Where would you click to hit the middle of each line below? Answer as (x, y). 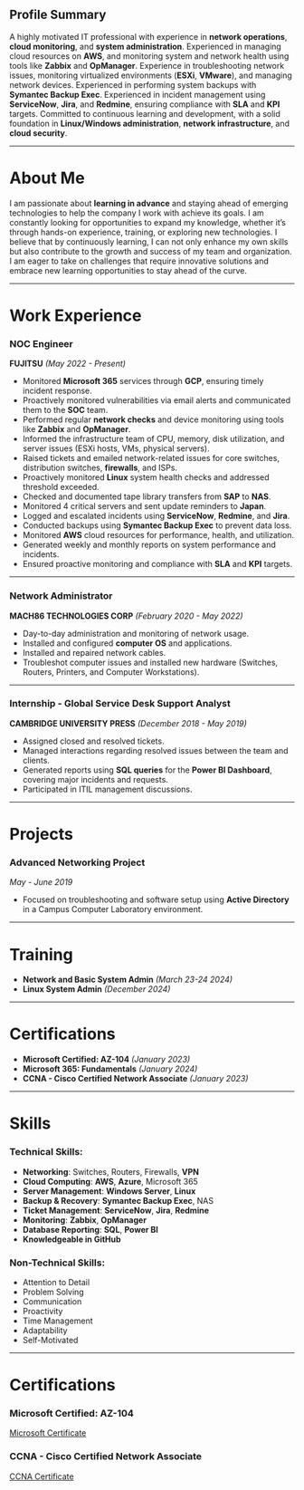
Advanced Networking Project (77, 862)
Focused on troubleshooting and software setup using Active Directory (156, 899)
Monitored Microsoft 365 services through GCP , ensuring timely (143, 381)
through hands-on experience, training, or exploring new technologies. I (143, 232)
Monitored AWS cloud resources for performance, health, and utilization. (158, 535)
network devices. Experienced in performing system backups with (133, 84)
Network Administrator (61, 596)
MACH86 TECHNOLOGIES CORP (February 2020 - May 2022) (126, 616)
